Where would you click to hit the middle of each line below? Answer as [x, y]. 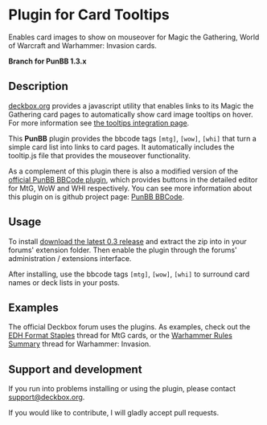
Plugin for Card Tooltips [89, 15]
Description [38, 86]
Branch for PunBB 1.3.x [47, 61]
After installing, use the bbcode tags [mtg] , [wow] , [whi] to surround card [129, 274]
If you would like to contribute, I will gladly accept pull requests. [114, 413]
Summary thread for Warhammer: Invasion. [80, 344]
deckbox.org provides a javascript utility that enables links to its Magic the [131, 105]
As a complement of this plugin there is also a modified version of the [123, 171]
